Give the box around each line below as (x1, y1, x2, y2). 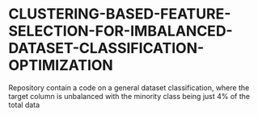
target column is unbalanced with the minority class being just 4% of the (8, 91, 251, 101)
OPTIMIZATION (8, 56, 113, 75)
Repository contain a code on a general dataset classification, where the (8, 82, 250, 93)
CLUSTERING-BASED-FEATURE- (8, 5, 231, 23)
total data (8, 100, 40, 110)
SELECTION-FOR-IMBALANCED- (8, 22, 233, 40)
